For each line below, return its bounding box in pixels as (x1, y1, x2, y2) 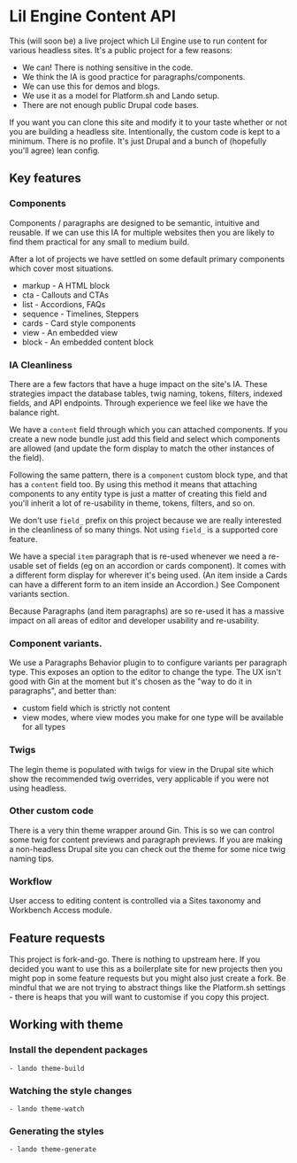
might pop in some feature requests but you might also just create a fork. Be (9, 973, 286, 983)
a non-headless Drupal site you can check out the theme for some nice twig (9, 843, 286, 854)
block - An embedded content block (21, 337, 155, 347)
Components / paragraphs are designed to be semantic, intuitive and (9, 217, 260, 228)
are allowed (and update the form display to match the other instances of (9, 443, 275, 454)
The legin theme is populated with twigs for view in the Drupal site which (9, 764, 274, 774)
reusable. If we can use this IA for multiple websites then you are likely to (9, 227, 275, 237)
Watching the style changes (9, 1084, 133, 1097)
